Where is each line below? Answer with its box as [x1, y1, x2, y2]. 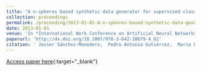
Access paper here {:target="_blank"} [6, 57, 98, 65]
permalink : [6, 20, 33, 25]
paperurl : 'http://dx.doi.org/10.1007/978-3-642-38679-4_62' [6, 36, 162, 42]
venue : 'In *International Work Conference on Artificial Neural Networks [6, 31, 197, 37]
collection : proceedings [6, 14, 68, 20]
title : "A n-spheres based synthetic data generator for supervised [6, 8, 181, 15]
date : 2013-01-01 [6, 25, 50, 31]
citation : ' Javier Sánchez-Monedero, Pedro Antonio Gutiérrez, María [6, 42, 191, 48]
